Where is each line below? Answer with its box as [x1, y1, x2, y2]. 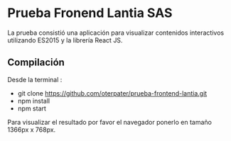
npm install [17, 96, 50, 105]
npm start [17, 104, 46, 113]
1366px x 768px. [7, 125, 56, 134]
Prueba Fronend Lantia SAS [7, 5, 173, 21]
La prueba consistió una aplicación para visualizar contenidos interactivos [7, 28, 225, 37]
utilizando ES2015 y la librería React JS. [7, 35, 123, 44]
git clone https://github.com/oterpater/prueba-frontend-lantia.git [17, 89, 208, 97]
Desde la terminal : [7, 75, 63, 84]
